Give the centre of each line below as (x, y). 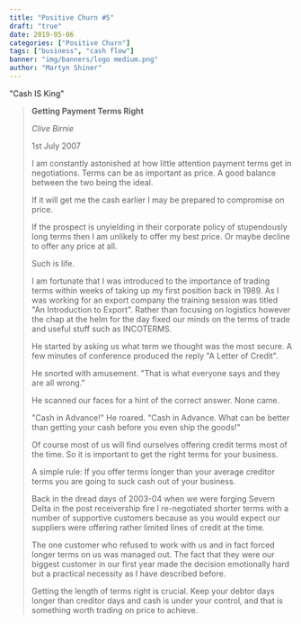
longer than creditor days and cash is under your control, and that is (157, 601)
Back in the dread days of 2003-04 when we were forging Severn (153, 498)
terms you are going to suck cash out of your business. (133, 481)
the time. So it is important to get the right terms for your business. (155, 454)
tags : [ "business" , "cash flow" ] (72, 51)
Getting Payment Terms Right (87, 111)
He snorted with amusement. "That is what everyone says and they (155, 373)
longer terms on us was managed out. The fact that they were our (153, 554)
